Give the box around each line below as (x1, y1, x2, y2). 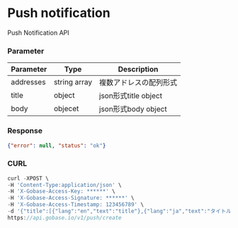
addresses (11, 77, 46, 87)
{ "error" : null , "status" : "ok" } (7, 142, 106, 149)
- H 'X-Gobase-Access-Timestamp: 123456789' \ (7, 201, 144, 208)
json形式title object (98, 91, 163, 101)
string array (53, 77, 93, 87)
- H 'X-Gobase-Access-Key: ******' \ (7, 188, 115, 195)
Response (7, 126, 42, 136)
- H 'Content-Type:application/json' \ (7, 181, 122, 188)
